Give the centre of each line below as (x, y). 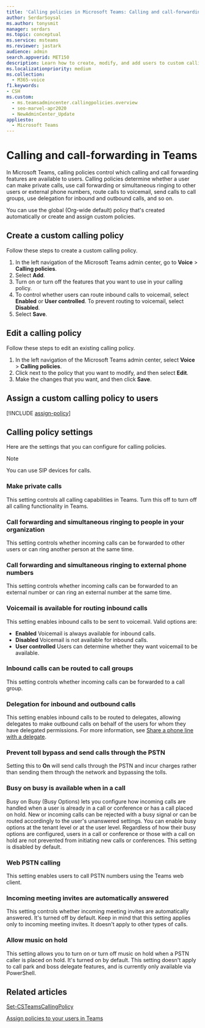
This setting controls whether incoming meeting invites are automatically (98, 912)
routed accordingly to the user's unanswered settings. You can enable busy (101, 821)
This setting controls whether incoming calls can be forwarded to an (92, 586)
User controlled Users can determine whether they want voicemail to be (106, 646)
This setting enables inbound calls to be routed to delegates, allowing (94, 718)
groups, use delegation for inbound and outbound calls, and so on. (90, 198)
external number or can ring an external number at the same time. (89, 593)
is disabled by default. (34, 847)
